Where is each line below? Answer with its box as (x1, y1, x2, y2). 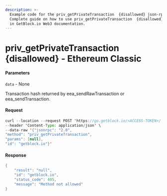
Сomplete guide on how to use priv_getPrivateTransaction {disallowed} (9, 16, 164, 21)
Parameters (5, 70, 30, 76)
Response (5, 152, 26, 158)
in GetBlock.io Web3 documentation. (9, 21, 85, 26)
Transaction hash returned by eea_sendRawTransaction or (5, 91, 125, 97)
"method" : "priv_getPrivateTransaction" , (5, 132, 92, 137)
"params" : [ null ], (5, 137, 43, 142)
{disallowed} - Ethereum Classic (5, 53, 142, 65)
